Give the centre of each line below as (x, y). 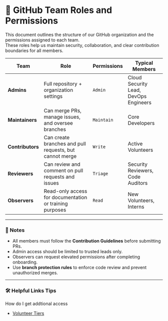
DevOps (137, 96)
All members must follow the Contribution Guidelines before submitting (86, 241)
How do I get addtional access (36, 304)
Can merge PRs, (62, 110)
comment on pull (63, 170)
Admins (17, 90)
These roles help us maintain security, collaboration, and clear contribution (82, 45)
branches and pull (65, 143)
